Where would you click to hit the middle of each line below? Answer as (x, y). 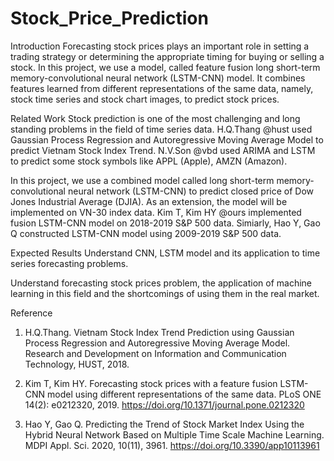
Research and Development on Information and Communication (155, 353)
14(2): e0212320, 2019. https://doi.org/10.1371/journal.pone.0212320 (164, 404)
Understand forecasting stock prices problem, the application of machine (161, 283)
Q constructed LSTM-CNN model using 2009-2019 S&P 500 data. (146, 233)
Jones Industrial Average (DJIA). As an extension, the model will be (149, 201)
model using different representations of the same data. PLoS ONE (184, 394)
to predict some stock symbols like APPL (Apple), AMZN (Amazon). (149, 161)
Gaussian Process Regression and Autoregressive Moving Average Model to (167, 139)
